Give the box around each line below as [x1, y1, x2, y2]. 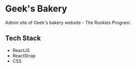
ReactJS [12, 47, 30, 53]
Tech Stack [5, 34, 41, 42]
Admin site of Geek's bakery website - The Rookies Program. [5, 19, 131, 25]
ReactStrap [12, 52, 36, 58]
